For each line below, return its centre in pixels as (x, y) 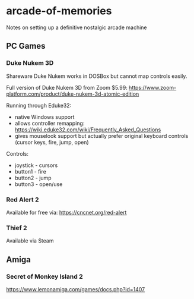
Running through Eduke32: (39, 105)
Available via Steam (30, 241)
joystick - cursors (36, 165)
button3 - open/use (39, 184)
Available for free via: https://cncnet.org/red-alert (66, 212)
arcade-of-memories (59, 11)
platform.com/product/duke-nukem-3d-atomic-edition (73, 94)
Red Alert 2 (23, 199)
